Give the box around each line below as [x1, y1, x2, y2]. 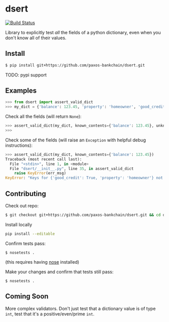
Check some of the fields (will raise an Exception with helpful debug [5, 137, 146, 143]
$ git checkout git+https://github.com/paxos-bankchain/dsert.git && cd [5, 212, 161, 217]
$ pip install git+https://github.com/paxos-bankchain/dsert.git [5, 62, 145, 68]
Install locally [5, 221, 33, 227]
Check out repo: [5, 203, 39, 209]
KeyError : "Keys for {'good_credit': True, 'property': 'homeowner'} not [5, 176, 163, 181]
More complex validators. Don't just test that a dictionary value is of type [5, 305, 156, 311]
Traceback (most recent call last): [5, 156, 82, 162]
